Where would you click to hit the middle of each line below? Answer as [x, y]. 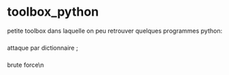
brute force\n [26, 65]
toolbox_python [53, 12]
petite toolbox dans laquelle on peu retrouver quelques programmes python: [115, 31]
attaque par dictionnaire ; [43, 48]
